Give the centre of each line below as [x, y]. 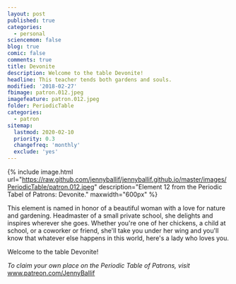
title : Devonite [31, 66]
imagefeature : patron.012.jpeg [53, 100]
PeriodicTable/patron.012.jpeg [51, 187]
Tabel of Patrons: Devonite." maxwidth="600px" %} [82, 194]
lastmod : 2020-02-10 [44, 132]
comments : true [30, 60]
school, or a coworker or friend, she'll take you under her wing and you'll [113, 231]
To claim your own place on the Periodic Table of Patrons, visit [99, 265]
